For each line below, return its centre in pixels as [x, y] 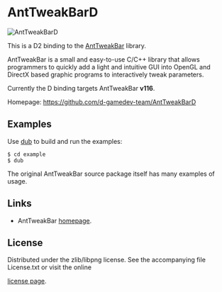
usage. [17, 181]
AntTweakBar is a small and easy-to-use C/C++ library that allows [104, 59]
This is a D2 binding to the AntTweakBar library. [77, 45]
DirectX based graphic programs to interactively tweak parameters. [106, 74]
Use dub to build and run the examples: [65, 141]
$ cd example [27, 154]
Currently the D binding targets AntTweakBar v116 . [81, 88]
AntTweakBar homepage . [55, 220]
